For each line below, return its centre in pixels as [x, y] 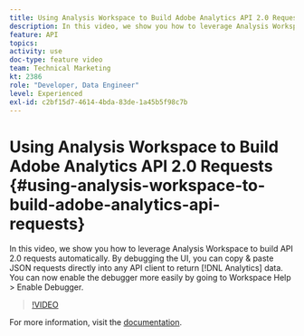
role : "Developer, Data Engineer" [75, 85]
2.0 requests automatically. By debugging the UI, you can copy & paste [142, 258]
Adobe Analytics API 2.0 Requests [141, 166]
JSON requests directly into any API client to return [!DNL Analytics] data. [146, 268]
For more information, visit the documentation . [96, 322]
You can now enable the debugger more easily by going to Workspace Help [150, 278]
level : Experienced [46, 93]
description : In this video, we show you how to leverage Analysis [139, 26]
